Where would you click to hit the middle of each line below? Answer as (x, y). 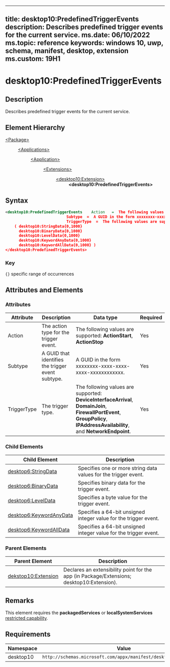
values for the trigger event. (111, 475)
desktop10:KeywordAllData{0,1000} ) (57, 245)
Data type (105, 317)
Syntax (17, 200)
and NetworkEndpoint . (103, 431)
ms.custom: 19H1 (33, 59)
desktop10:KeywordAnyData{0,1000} (55, 241)
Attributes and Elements (44, 290)
